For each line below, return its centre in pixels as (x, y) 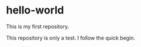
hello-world (35, 10)
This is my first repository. (38, 26)
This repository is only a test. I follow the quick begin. (71, 38)
